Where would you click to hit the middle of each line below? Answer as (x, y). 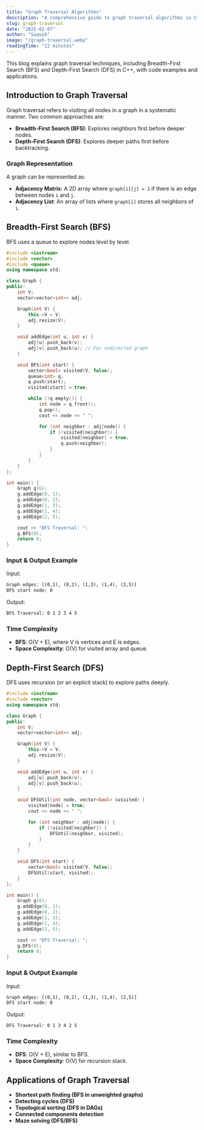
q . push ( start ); (47, 382)
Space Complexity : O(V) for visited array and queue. (81, 649)
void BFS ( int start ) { (46, 365)
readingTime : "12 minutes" (40, 46)
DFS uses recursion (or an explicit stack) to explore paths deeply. (88, 682)
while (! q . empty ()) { (56, 399)
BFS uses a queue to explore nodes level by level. (68, 242)
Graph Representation (39, 163)
